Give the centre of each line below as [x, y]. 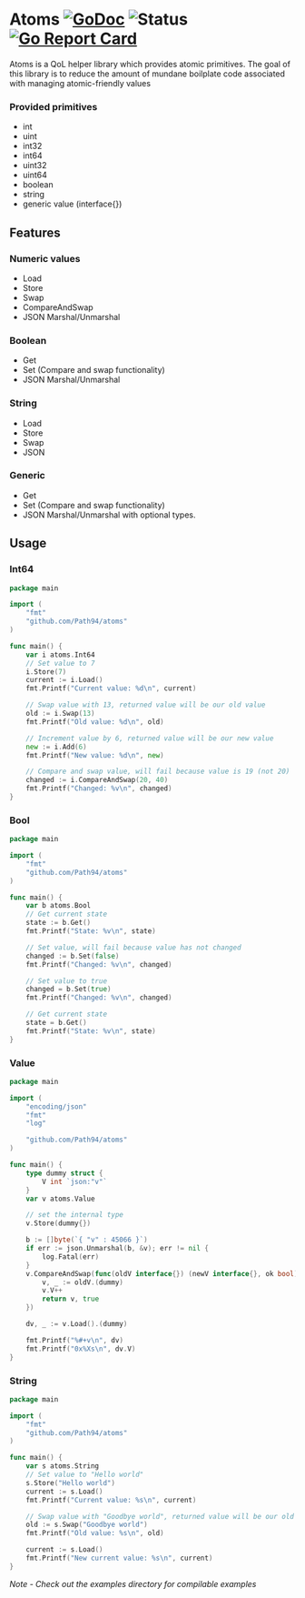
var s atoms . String [63, 1466]
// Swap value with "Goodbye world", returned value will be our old [160, 1516]
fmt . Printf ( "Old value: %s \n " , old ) [95, 1533]
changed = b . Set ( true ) [69, 990]
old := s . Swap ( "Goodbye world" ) [87, 1525]
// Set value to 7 [60, 663]
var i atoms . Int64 [60, 655]
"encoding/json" [57, 1106]
